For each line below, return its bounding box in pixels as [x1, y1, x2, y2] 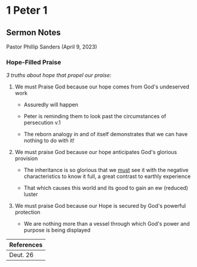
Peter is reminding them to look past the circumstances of [23, 113, 167, 120]
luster [23, 191, 38, 198]
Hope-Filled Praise [6, 58, 61, 66]
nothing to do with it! [23, 137, 75, 144]
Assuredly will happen [23, 101, 79, 108]
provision [14, 155, 38, 162]
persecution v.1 [23, 119, 61, 126]
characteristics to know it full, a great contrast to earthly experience [23, 173, 191, 180]
